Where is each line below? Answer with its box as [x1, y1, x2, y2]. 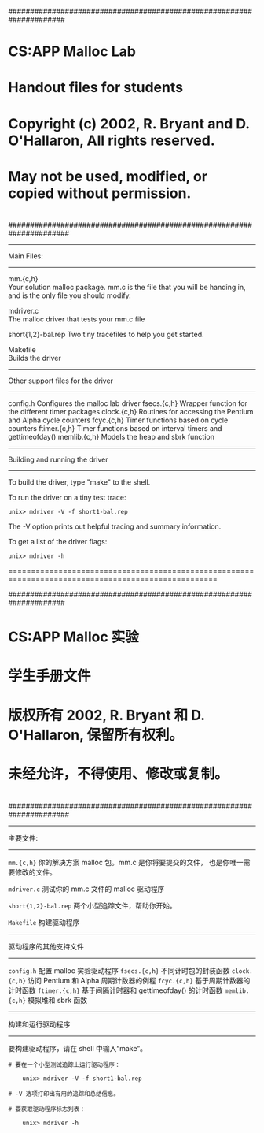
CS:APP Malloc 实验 [8, 628, 140, 646]
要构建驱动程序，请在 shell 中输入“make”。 [8, 1043, 148, 1053]
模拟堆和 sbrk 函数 [27, 995, 88, 1005]
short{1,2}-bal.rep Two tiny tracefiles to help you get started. [8, 329, 204, 339]
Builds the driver [8, 353, 61, 362]
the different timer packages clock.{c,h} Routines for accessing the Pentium [8, 407, 254, 416]
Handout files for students [8, 79, 183, 97]
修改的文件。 [14, 867, 57, 877]
